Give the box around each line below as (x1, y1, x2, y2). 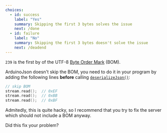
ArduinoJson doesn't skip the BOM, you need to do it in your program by (5, 69, 157, 75)
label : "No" (14, 36, 39, 41)
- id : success (10, 12, 39, 17)
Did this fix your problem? (5, 122, 59, 128)
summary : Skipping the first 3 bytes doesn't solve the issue (14, 40, 148, 46)
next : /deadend (14, 45, 47, 50)
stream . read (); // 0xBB (5, 93, 58, 99)
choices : (5, 7, 24, 13)
